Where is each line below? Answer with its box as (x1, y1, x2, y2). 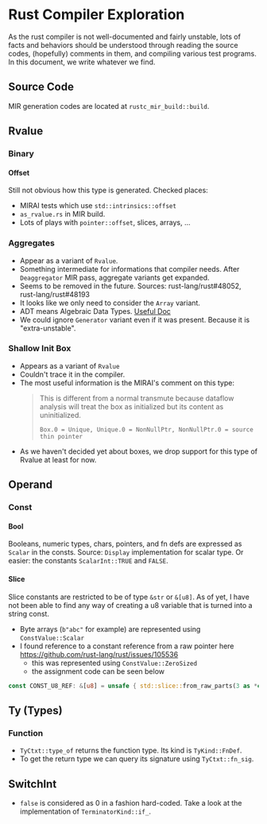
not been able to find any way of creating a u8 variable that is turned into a (8, 600, 253, 609)
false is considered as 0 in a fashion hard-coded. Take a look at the (19, 798, 242, 807)
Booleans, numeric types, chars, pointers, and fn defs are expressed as (8, 539, 242, 549)
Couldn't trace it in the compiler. (19, 369, 126, 379)
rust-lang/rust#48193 (19, 289, 90, 299)
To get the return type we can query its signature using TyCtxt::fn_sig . (19, 754, 254, 764)
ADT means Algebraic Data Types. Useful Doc (19, 306, 171, 315)
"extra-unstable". (19, 323, 76, 333)
